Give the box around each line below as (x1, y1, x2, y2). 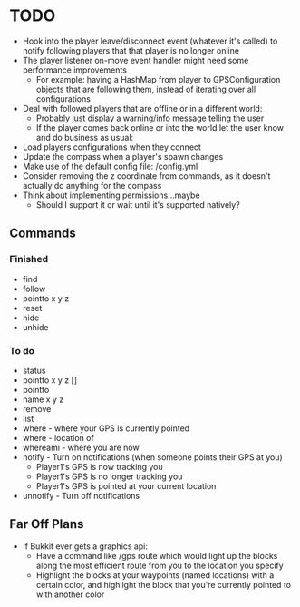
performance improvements (22, 64, 127, 75)
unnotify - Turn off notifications (22, 490, 140, 501)
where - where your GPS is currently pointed (22, 423, 190, 434)
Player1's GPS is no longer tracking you (35, 471, 183, 482)
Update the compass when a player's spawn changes (22, 151, 224, 162)
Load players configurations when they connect (22, 142, 202, 152)
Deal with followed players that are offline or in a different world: (22, 103, 263, 113)
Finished (9, 253, 49, 266)
